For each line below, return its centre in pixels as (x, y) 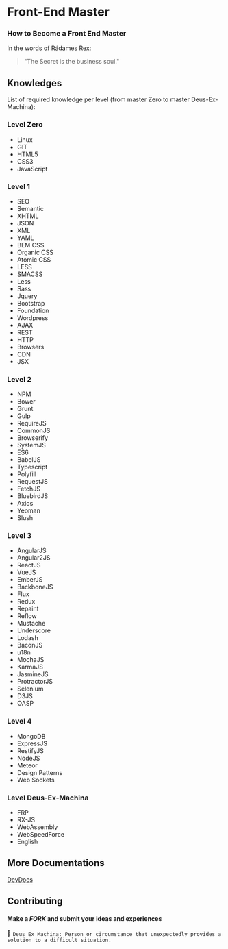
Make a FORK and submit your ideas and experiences (85, 918)
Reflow (27, 616)
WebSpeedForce (41, 835)
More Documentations (56, 863)
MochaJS (30, 660)
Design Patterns (40, 772)
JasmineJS (33, 674)
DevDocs (20, 879)
